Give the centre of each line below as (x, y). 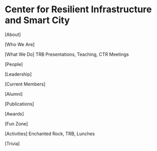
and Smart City (37, 20)
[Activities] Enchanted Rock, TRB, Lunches (50, 134)
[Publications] (19, 104)
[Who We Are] (20, 44)
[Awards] (14, 114)
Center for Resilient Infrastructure (78, 9)
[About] (13, 34)
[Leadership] (18, 74)
